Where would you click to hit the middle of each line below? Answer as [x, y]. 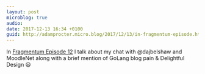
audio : [15, 23]
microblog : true [27, 18]
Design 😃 [19, 65]
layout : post [23, 12]
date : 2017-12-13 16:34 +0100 [45, 29]
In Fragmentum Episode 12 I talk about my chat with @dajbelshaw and [94, 52]
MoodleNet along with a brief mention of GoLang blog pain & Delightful [95, 58]
